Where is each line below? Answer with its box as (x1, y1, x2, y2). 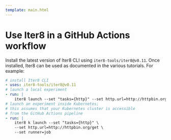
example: (5, 68, 24, 74)
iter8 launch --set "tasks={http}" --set (14, 97, 103, 102)
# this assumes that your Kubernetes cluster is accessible (5, 106, 136, 111)
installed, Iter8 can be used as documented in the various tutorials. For (5, 62, 154, 69)
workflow (5, 40, 46, 51)
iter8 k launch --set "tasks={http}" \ (14, 120, 99, 125)
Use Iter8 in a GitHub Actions (5, 29, 130, 41)
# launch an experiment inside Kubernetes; (5, 101, 99, 106)
